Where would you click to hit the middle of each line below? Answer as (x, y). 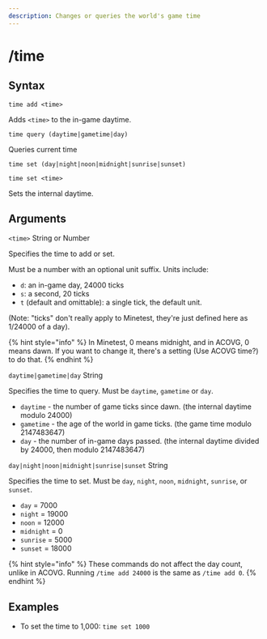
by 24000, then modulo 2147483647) (83, 449)
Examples (34, 607)
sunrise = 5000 (46, 540)
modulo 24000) (46, 415)
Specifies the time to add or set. (61, 254)
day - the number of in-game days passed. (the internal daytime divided (140, 441)
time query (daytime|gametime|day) (68, 134)
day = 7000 (39, 505)
